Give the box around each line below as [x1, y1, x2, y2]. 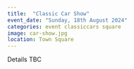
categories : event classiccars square [7, 23, 121, 30]
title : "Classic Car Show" [7, 10, 90, 17]
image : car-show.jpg [7, 29, 68, 37]
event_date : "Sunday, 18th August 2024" [7, 17, 128, 24]
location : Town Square [7, 36, 74, 43]
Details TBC [7, 55, 42, 63]
